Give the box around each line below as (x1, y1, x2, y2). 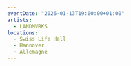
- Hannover (13, 42, 45, 49)
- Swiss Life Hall (13, 36, 67, 43)
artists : (7, 16, 32, 23)
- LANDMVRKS (13, 23, 48, 30)
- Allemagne (13, 49, 48, 56)
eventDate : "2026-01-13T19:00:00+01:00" (7, 10, 125, 17)
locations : (7, 29, 39, 36)
